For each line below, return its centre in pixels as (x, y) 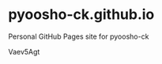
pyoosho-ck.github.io (81, 15)
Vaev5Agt (24, 51)
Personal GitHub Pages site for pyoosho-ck (79, 36)
